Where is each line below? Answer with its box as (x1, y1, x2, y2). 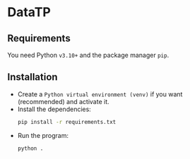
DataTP (7, 4, 51, 20)
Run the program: (17, 131, 69, 139)
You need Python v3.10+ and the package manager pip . (7, 51, 170, 59)
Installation (7, 71, 58, 83)
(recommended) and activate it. (17, 97, 109, 106)
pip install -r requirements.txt (17, 118, 117, 125)
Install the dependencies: (17, 105, 92, 113)
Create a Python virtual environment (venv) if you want (17, 89, 183, 98)
